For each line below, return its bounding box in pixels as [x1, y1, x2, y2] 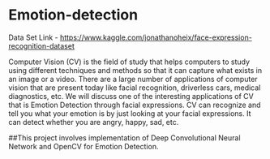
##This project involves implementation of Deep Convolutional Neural [8, 132, 241, 143]
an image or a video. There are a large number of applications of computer [8, 74, 258, 84]
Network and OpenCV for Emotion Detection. [8, 141, 159, 151]
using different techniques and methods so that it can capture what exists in [8, 65, 262, 75]
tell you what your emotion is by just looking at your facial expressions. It [8, 108, 251, 118]
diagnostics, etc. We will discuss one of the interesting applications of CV [8, 91, 254, 101]
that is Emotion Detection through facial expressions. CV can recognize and [8, 100, 261, 110]
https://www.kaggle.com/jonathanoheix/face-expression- [59, 32, 253, 42]
